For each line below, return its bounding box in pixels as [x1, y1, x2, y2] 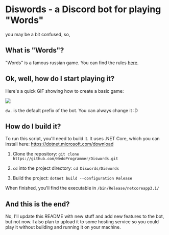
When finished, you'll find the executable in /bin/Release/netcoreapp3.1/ [5, 185, 159, 191]
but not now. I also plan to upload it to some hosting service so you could [5, 219, 159, 225]
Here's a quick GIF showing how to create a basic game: [5, 88, 124, 94]
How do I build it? [5, 122, 61, 130]
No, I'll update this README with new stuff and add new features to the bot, [5, 213, 164, 220]
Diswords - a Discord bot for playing [5, 4, 161, 15]
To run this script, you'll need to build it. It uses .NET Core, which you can [5, 136, 160, 142]
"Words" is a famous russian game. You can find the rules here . [5, 60, 139, 66]
